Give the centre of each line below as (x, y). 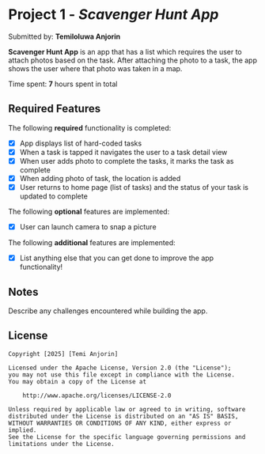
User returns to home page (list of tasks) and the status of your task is (134, 187)
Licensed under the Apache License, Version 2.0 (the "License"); (120, 368)
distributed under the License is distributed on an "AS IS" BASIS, (123, 416)
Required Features (55, 109)
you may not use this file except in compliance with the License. (122, 375)
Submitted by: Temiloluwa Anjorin (64, 36)
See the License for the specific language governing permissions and (127, 437)
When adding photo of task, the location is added (100, 178)
